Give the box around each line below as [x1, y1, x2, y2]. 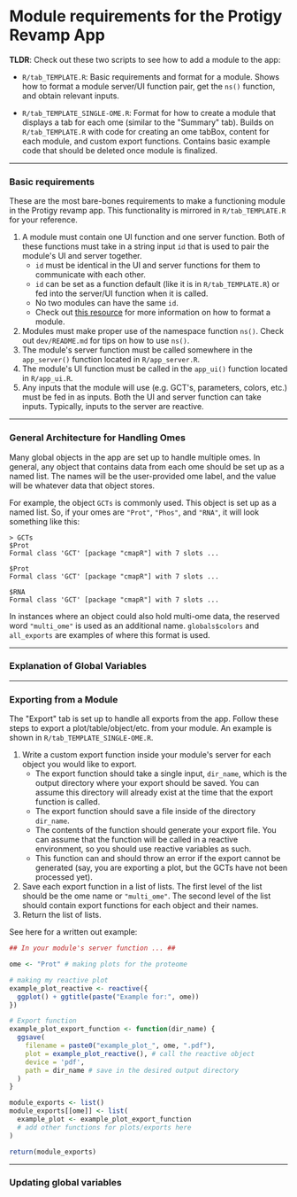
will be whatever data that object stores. [9, 480, 156, 491]
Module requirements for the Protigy [9, 6, 283, 27]
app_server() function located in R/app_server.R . [21, 354, 201, 365]
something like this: [9, 516, 80, 526]
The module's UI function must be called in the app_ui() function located [21, 363, 288, 374]
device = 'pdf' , [25, 1057, 86, 1067]
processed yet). [34, 872, 93, 882]
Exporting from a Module [9, 693, 118, 705]
